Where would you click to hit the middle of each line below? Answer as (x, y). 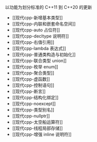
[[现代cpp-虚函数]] (31, 79)
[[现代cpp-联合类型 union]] (39, 61)
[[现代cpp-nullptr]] (31, 116)
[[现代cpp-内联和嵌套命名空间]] (44, 24)
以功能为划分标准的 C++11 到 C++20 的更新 (48, 7)
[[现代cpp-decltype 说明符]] (40, 36)
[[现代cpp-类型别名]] (33, 110)
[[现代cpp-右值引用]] (33, 42)
